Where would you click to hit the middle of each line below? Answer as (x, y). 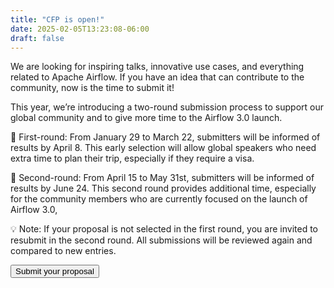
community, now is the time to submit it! (92, 88)
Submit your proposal (55, 271)
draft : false (37, 38)
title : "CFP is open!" (57, 19)
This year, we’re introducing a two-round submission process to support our (167, 107)
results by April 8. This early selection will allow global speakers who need (163, 148)
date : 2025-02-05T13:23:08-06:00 (80, 29)
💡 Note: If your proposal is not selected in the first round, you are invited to (164, 229)
